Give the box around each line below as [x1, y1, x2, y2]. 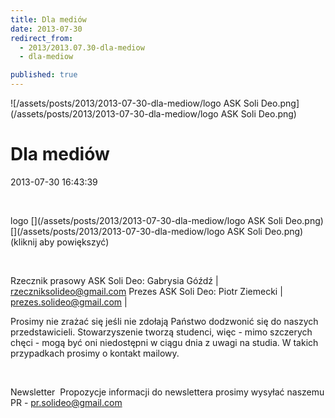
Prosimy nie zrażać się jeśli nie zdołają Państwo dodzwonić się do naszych [10, 315, 319, 327]
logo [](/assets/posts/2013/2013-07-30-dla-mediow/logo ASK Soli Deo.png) [10, 214, 324, 226]
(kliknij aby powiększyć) [10, 236, 110, 248]
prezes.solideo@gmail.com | [10, 296, 128, 308]
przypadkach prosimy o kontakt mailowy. [10, 347, 180, 359]
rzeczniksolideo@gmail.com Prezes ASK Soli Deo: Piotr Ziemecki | [10, 285, 283, 297]
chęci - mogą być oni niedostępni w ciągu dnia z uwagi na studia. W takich [10, 336, 319, 348]
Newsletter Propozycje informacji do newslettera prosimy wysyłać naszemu [10, 386, 325, 398]
